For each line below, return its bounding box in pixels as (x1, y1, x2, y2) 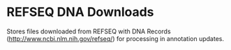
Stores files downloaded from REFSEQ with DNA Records (6, 27, 172, 35)
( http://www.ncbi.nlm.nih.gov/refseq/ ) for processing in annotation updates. (6, 34, 225, 42)
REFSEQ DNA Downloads (6, 4, 154, 20)
